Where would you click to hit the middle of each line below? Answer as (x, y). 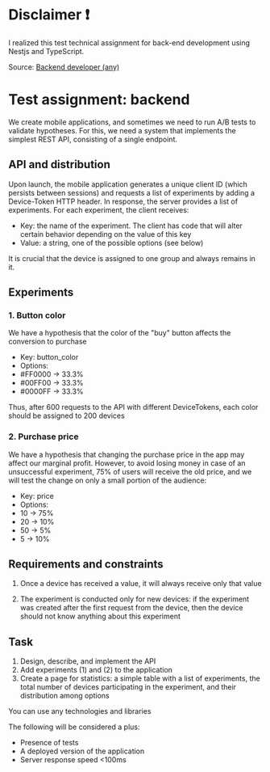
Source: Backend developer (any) (64, 67)
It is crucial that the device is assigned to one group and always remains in (132, 258)
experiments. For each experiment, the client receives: (99, 209)
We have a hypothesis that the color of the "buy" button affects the (120, 333)
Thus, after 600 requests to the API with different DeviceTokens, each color (133, 407)
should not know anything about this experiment (100, 616)
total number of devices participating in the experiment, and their (128, 687)
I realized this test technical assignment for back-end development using (129, 42)
